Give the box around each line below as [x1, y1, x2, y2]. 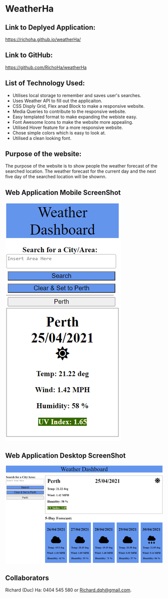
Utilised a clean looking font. [12, 135, 72, 141]
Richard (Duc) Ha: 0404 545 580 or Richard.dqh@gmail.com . [5, 587, 132, 593]
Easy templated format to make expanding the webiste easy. [12, 114, 137, 120]
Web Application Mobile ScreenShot [5, 188, 121, 197]
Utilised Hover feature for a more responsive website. [12, 124, 123, 130]
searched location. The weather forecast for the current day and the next [5, 168, 156, 174]
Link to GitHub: [5, 51, 53, 59]
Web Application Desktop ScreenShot [5, 451, 126, 460]
